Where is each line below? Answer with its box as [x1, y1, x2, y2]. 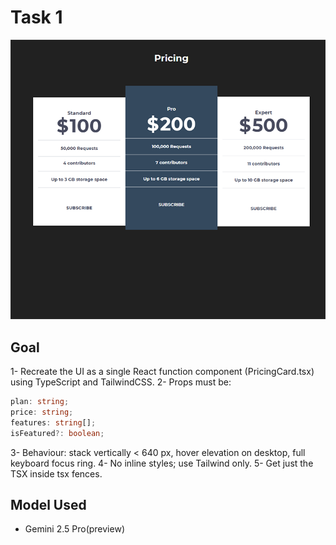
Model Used [10, 497, 87, 514]
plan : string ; [10, 397, 70, 407]
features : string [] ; [10, 417, 97, 428]
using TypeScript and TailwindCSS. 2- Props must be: [10, 376, 232, 388]
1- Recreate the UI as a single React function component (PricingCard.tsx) [10, 366, 315, 378]
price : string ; [10, 407, 74, 417]
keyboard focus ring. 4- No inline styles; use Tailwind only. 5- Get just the [10, 457, 314, 469]
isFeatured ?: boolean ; [10, 428, 105, 438]
